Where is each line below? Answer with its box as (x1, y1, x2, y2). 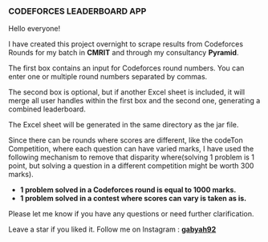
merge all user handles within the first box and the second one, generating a (8, 96, 261, 106)
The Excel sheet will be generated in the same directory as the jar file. (8, 120, 239, 130)
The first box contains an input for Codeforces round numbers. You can (8, 63, 245, 73)
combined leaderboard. (8, 104, 86, 114)
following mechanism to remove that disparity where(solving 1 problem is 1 (8, 152, 255, 162)
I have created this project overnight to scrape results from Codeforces (8, 39, 243, 49)
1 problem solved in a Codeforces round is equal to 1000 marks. (19, 185, 237, 195)
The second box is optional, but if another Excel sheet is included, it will (8, 87, 246, 97)
